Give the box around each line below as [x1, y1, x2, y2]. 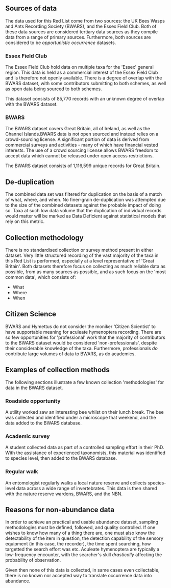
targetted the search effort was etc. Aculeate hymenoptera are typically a [5, 546, 160, 553]
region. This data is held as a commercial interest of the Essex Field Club [5, 69, 158, 76]
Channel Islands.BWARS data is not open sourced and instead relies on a [5, 131, 159, 137]
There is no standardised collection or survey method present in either [5, 247, 154, 253]
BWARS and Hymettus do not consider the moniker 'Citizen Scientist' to [5, 323, 156, 330]
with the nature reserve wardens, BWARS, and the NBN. [5, 491, 123, 497]
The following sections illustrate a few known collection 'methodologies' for [5, 379, 164, 385]
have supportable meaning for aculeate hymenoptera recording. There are [5, 329, 162, 335]
